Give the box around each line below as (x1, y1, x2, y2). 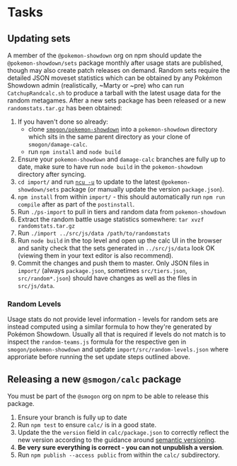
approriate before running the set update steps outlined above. (7, 353, 191, 361)
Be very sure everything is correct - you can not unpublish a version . (17, 443, 224, 452)
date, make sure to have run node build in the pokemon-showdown (17, 163, 204, 170)
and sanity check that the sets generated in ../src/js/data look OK (17, 244, 215, 252)
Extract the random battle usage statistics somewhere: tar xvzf (17, 215, 204, 223)
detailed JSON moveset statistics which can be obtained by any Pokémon (7, 74, 223, 82)
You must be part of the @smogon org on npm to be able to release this (7, 392, 209, 400)
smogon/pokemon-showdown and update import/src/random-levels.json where (7, 345, 229, 354)
